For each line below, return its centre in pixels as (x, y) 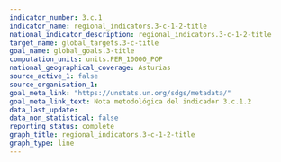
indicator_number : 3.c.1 (56, 18)
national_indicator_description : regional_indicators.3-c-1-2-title (140, 34)
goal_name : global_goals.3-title (72, 51)
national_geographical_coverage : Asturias (90, 68)
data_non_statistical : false (64, 118)
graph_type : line (42, 143)
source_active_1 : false (54, 76)
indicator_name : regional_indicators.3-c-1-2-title (108, 26)
